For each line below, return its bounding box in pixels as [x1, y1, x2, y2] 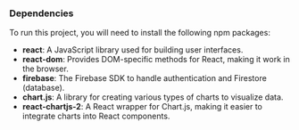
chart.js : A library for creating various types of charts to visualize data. [21, 92, 284, 102]
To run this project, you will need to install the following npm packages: [9, 28, 270, 38]
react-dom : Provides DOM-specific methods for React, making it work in [21, 54, 290, 65]
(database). [21, 83, 65, 93]
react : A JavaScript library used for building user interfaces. [21, 45, 244, 55]
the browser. [21, 63, 69, 74]
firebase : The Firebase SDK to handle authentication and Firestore [21, 73, 268, 84]
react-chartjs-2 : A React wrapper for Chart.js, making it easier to [21, 102, 263, 112]
